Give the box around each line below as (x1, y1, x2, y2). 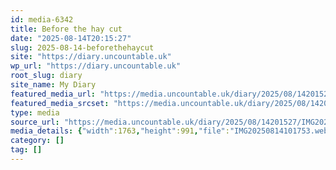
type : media (10, 107, 60, 118)
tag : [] (10, 145, 43, 155)
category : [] (10, 136, 65, 146)
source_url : (10, 117, 60, 127)
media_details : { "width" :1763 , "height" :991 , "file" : (10, 126, 230, 136)
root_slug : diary (10, 71, 83, 81)
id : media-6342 (10, 14, 74, 25)
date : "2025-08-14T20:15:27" (10, 33, 132, 43)
